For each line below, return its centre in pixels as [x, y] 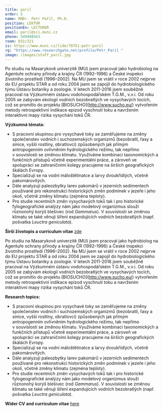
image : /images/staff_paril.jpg [38, 55]
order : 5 [14, 14]
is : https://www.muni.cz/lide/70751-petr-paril [54, 46]
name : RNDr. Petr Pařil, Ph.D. [37, 19]
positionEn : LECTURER [27, 28]
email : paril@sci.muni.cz [31, 32]
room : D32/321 [20, 41]
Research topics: [23, 297]
